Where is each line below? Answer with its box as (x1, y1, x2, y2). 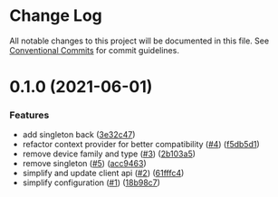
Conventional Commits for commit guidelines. (9, 44, 179, 55)
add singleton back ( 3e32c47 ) (22, 129, 136, 140)
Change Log (9, 5, 102, 26)
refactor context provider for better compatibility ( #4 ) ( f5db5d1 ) (22, 139, 260, 150)
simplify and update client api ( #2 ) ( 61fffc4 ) (22, 168, 185, 179)
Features (9, 109, 50, 122)
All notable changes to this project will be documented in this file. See (9, 35, 270, 46)
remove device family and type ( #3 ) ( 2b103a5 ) (22, 148, 197, 159)
